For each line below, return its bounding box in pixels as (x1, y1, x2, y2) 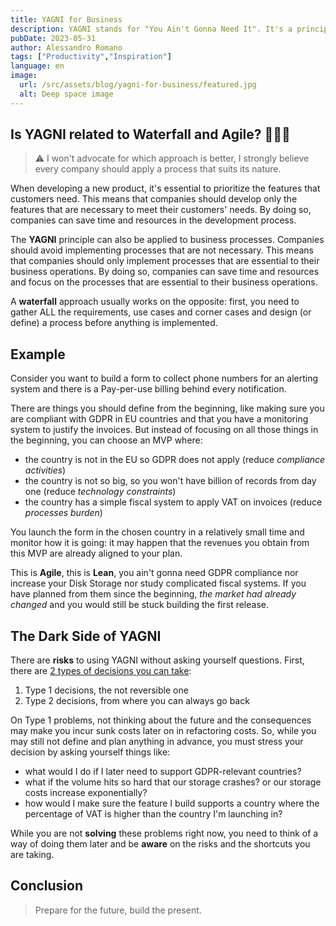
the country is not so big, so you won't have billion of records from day (24, 475, 317, 487)
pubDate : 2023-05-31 (10, 33, 97, 43)
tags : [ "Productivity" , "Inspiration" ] (10, 52, 172, 62)
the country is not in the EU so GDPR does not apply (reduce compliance (24, 454, 326, 466)
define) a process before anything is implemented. (10, 317, 218, 329)
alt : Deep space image (19, 89, 114, 99)
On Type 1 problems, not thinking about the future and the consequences (10, 714, 312, 726)
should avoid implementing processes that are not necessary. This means (10, 244, 314, 256)
